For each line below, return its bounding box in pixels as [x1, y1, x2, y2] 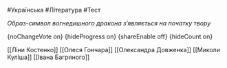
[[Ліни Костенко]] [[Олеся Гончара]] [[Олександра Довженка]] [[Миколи [7, 46, 220, 54]
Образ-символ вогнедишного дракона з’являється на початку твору [7, 19, 211, 27]
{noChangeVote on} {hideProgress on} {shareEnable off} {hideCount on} [7, 32, 213, 41]
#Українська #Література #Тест [7, 6, 101, 14]
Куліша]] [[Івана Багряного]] [7, 53, 90, 61]
